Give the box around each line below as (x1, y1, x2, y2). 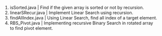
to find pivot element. (9, 25, 53, 31)
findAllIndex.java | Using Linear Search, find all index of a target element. (9, 15, 158, 20)
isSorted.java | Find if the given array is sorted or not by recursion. (9, 5, 144, 10)
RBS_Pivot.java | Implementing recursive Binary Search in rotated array (9, 20, 153, 26)
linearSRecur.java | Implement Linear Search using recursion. (9, 10, 134, 16)
